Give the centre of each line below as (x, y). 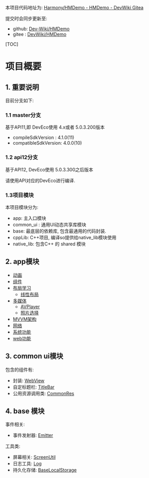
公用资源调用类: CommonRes (43, 393)
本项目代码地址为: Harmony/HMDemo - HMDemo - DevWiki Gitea (74, 7)
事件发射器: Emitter (33, 435)
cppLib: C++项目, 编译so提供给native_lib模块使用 (64, 237)
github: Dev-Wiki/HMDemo (41, 29)
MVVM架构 (25, 319)
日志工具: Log (27, 464)
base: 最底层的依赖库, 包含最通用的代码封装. (59, 231)
